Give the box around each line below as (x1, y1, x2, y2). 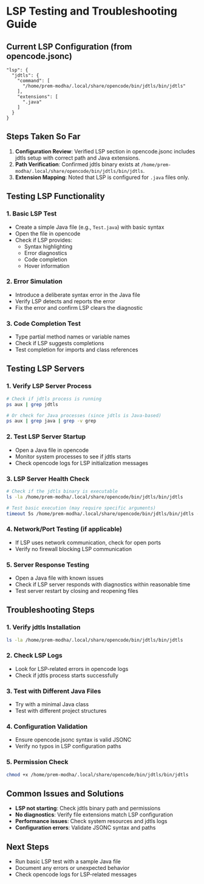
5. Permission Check (6, 758, 69, 766)
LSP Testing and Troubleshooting (6, 4, 178, 18)
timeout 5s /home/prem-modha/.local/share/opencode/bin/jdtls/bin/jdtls (6, 510, 194, 517)
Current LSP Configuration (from (6, 41, 132, 52)
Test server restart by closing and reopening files (15, 587, 138, 594)
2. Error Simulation (6, 277, 63, 286)
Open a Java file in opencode (15, 446, 89, 454)
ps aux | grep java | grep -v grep (6, 418, 97, 424)
